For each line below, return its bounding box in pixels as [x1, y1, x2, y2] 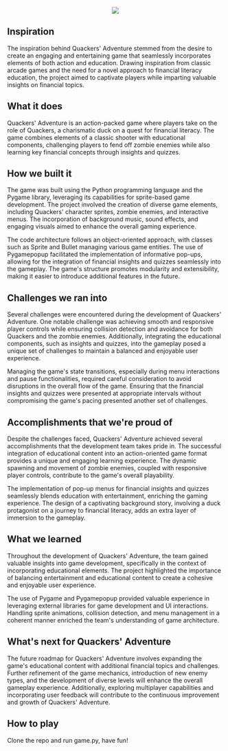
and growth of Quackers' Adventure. [7, 697, 111, 706]
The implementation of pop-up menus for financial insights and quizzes [7, 485, 209, 493]
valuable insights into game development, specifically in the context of [7, 559, 207, 567]
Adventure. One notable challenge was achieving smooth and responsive [7, 318, 214, 326]
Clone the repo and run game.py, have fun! [7, 736, 128, 744]
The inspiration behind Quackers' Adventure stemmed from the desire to [7, 44, 213, 52]
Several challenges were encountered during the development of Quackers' [7, 310, 222, 319]
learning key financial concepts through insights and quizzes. [7, 148, 181, 156]
